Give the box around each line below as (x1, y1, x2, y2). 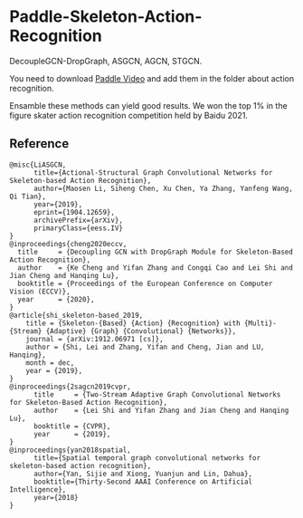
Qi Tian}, (9, 192, 47, 201)
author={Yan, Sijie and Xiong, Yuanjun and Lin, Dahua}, (33, 469, 253, 478)
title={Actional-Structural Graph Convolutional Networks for (33, 168, 273, 177)
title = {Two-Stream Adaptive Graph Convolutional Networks (33, 389, 281, 399)
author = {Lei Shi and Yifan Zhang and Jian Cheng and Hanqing (33, 406, 289, 415)
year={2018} (33, 493, 79, 502)
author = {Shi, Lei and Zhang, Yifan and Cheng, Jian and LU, (25, 342, 265, 351)
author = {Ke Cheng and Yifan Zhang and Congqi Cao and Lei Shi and (17, 263, 294, 273)
